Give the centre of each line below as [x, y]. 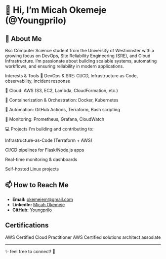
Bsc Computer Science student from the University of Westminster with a [80, 50]
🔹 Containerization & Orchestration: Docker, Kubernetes [62, 100]
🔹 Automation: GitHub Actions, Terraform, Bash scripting [62, 110]
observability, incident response [38, 81]
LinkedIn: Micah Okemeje [39, 204]
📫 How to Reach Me [37, 185]
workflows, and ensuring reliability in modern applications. [65, 66]
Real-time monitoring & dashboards [41, 159]
